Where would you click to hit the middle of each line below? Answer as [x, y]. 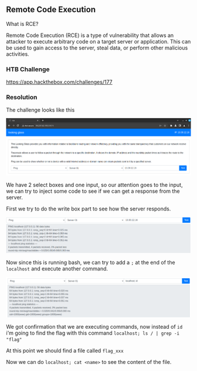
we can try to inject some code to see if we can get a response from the [93, 191]
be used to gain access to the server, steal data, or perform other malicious [97, 48]
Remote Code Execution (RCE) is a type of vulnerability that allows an [90, 35]
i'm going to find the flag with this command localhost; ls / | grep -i [93, 333]
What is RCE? [22, 24]
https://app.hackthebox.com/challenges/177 [59, 82]
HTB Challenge [28, 69]
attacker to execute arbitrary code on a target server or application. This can [98, 41]
